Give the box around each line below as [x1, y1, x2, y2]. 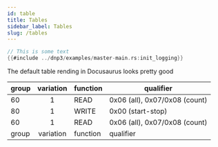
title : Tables [7, 17, 48, 23]
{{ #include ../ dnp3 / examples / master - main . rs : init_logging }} [7, 55, 184, 62]
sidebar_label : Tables [7, 23, 72, 30]
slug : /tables [7, 29, 48, 37]
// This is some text [7, 48, 70, 55]
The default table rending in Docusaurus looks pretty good [7, 67, 174, 75]
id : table [7, 10, 36, 17]
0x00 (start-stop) [109, 106, 168, 116]
